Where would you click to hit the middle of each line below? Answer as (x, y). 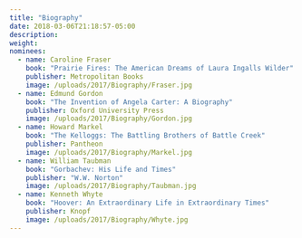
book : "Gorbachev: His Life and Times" (101, 169)
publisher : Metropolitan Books (85, 77)
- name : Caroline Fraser (64, 60)
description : (34, 34)
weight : (24, 43)
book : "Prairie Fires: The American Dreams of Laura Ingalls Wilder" (160, 69)
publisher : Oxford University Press (95, 110)
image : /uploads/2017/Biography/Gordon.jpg (109, 119)
